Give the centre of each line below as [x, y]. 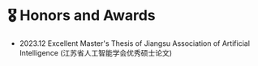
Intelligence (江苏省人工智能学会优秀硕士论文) [95, 52]
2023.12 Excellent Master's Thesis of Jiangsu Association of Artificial [135, 43]
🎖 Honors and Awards [82, 16]
